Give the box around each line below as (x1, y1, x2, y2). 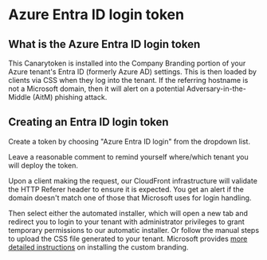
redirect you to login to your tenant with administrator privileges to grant (8, 217, 245, 227)
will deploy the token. (8, 160, 78, 170)
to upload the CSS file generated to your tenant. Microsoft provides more (8, 234, 248, 243)
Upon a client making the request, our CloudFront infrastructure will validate (8, 175, 257, 185)
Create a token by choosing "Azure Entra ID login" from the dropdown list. (8, 136, 251, 146)
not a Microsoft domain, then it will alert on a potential (8, 84, 185, 93)
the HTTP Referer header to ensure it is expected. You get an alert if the (8, 184, 245, 194)
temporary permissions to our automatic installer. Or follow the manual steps (8, 225, 260, 234)
